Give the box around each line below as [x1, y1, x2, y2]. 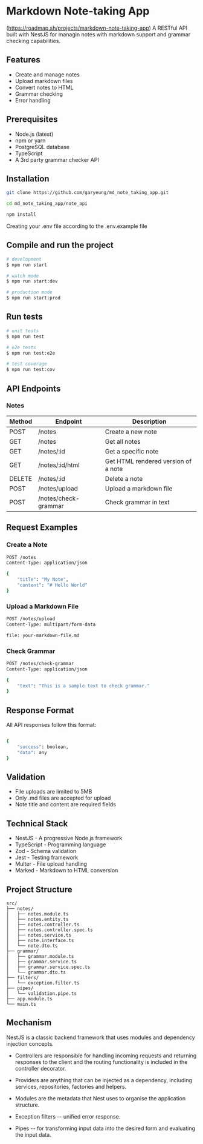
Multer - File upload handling [14, 860, 88, 868]
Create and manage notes [14, 71, 80, 78]
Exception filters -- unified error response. [14, 1112, 121, 1120]
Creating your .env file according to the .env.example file [6, 222, 147, 230]
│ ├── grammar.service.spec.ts [6, 964, 91, 971]
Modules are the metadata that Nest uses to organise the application [14, 1094, 186, 1102]
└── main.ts [6, 1002, 36, 1008]
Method [9, 417, 33, 426]
